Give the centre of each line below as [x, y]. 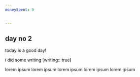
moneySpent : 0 [20, 10]
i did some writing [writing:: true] [38, 60]
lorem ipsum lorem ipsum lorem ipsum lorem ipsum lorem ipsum [70, 70]
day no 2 [18, 38]
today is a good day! [26, 50]
